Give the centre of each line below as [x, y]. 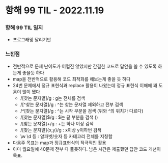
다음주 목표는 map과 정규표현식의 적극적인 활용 [59, 143]
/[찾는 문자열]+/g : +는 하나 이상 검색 [57, 123]
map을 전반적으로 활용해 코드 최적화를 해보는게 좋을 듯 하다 [72, 79]
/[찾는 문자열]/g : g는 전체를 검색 [53, 98]
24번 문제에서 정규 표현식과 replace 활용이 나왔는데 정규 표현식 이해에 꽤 [85, 85]
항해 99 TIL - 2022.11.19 [55, 10]
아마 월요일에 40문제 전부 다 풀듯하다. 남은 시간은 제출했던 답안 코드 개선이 [87, 149]
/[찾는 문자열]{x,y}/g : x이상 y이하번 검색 [61, 130]
